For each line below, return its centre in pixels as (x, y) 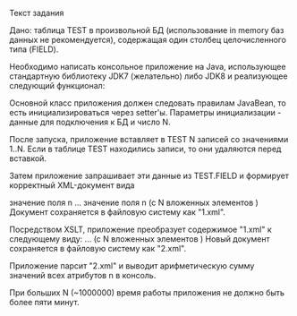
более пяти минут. (44, 302)
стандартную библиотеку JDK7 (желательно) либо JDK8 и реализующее (148, 76)
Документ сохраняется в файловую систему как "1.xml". (118, 212)
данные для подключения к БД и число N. (90, 122)
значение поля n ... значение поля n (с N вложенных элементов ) (134, 202)
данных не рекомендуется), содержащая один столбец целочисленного (148, 40)
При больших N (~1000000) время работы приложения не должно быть (147, 293)
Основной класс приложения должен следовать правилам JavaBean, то (148, 103)
